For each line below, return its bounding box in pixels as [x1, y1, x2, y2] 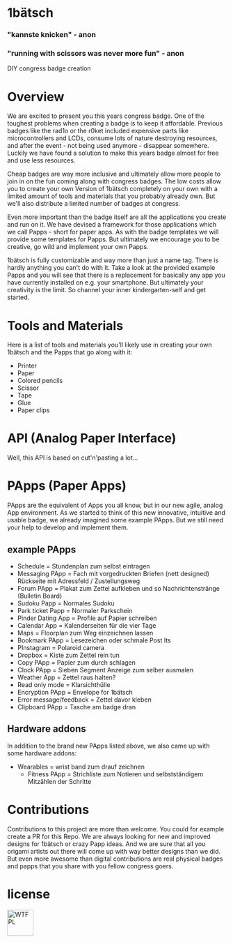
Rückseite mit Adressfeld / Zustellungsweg [17, 577, 140, 585]
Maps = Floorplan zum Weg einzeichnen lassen [17, 628, 154, 637]
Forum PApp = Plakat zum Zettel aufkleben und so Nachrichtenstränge [17, 584, 220, 592]
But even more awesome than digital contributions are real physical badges [7, 854, 223, 863]
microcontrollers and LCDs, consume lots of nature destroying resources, [7, 134, 218, 142]
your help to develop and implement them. [7, 523, 129, 531]
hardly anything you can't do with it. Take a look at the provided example [7, 264, 216, 272]
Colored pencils [17, 377, 63, 385]
